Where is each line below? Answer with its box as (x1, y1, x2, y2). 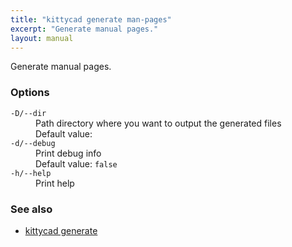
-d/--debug (10, 138, 56, 148)
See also (10, 202, 53, 216)
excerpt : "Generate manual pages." (10, 24, 159, 34)
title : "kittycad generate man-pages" (10, 14, 172, 25)
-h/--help (10, 168, 52, 178)
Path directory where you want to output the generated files (35, 117, 282, 129)
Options (10, 86, 50, 100)
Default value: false (35, 157, 118, 170)
